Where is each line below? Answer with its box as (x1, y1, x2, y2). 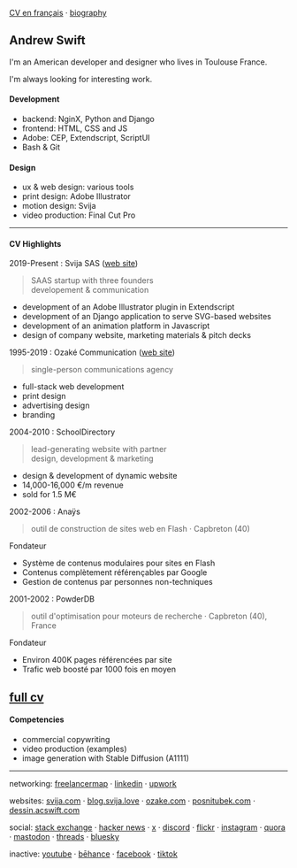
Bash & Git (21, 142, 60, 153)
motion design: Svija (21, 201, 96, 211)
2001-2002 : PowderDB (9, 594, 95, 604)
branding (21, 410, 56, 420)
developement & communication (30, 285, 149, 296)
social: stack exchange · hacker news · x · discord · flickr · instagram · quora (9, 822, 286, 833)
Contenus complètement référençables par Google (21, 567, 208, 578)
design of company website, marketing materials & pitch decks (21, 330, 252, 341)
